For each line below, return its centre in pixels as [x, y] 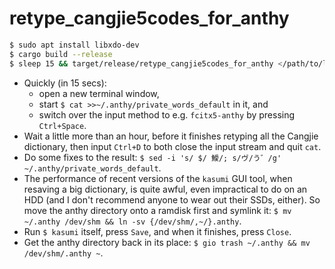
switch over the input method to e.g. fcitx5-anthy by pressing [167, 114]
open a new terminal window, [99, 93]
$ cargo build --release [61, 54]
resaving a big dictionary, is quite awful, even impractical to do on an [165, 189]
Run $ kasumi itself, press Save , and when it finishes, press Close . [157, 231]
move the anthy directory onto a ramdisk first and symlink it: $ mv [157, 210]
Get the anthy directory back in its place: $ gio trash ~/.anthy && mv [167, 242]
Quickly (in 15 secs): [65, 83]
